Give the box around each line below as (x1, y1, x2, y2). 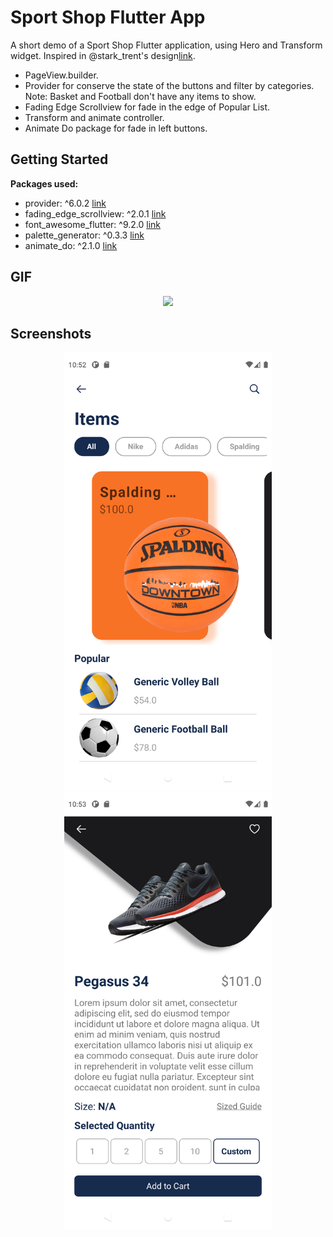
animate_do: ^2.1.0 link (24, 239, 118, 251)
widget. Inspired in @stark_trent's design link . (10, 49, 196, 61)
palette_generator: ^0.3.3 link (24, 229, 145, 241)
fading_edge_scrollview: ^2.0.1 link (24, 207, 167, 220)
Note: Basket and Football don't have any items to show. (24, 90, 257, 102)
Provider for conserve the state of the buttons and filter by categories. (24, 79, 315, 91)
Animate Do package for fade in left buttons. (24, 122, 208, 134)
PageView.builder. (24, 69, 99, 81)
